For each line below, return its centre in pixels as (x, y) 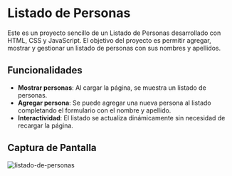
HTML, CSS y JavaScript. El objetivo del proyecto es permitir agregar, (109, 40)
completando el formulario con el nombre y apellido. (94, 110)
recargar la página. (45, 125)
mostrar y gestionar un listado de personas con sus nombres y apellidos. (114, 48)
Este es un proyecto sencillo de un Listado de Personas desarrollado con (114, 33)
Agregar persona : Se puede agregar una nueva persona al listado (114, 103)
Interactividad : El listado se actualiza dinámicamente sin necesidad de (121, 118)
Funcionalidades (45, 70)
